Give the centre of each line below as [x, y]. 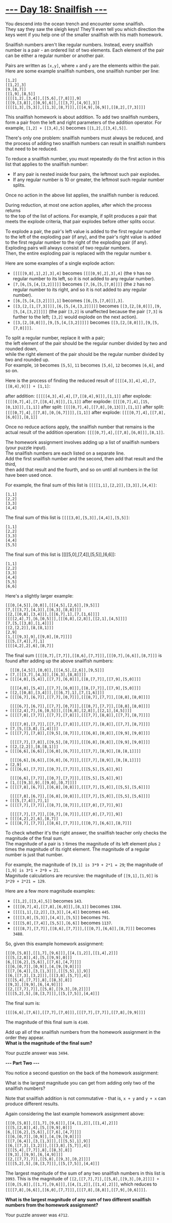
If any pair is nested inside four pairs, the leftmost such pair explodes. [87, 174]
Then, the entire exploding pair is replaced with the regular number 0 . [79, 253]
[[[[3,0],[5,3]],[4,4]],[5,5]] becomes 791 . [61, 917]
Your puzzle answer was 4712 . [37, 1215]
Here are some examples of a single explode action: [60, 263]
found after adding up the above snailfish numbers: [60, 661]
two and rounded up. [27, 359]
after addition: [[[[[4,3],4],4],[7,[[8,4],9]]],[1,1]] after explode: [79, 396]
